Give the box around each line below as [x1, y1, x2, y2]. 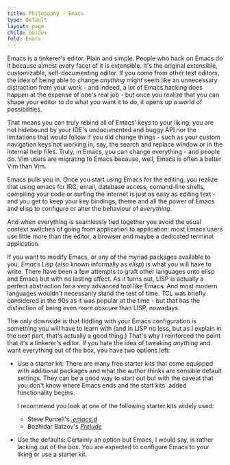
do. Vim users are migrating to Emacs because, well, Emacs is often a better [7, 155, 222, 163]
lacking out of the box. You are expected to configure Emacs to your [16, 443, 210, 451]
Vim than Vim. [7, 162, 47, 171]
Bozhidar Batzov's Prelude [27, 423, 103, 431]
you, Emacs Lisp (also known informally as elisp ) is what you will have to [7, 260, 212, 268]
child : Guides [7, 29, 48, 36]
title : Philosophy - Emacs [7, 10, 84, 17]
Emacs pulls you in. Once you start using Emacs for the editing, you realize [7, 175, 218, 184]
